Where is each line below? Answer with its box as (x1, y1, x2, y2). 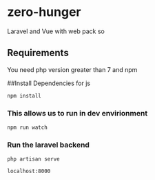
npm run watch (7, 124, 48, 132)
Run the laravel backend (7, 140, 90, 150)
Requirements (7, 47, 69, 59)
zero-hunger (7, 4, 81, 20)
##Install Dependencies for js (7, 79, 91, 87)
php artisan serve (7, 156, 60, 163)
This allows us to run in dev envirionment (7, 108, 148, 118)
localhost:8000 (7, 168, 51, 175)
